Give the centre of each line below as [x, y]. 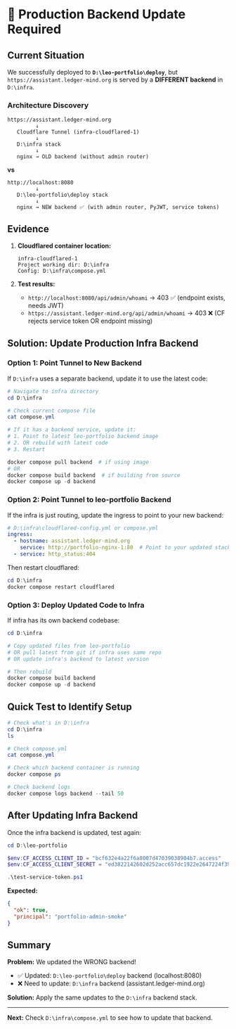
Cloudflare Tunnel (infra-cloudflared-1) [78, 132]
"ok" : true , [31, 910]
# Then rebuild [29, 672]
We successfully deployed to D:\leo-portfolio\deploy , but [92, 72]
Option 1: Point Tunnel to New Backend [74, 363]
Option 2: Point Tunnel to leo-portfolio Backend [90, 500]
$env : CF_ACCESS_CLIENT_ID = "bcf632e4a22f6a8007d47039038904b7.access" [114, 858]
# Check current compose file [52, 411]
